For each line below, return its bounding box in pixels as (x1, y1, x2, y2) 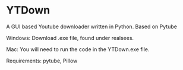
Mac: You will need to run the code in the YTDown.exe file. (6, 45, 150, 53)
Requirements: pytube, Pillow (6, 57, 78, 64)
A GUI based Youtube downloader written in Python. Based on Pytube (6, 23, 177, 30)
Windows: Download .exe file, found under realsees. (6, 34, 134, 41)
